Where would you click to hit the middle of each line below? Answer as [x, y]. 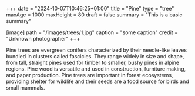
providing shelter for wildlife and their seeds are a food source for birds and [97, 81]
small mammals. [26, 87]
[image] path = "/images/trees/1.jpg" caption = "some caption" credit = [92, 32]
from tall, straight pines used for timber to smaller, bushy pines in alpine [93, 62]
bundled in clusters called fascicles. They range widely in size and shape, [95, 56]
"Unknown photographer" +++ [43, 39]
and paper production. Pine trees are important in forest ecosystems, [90, 75]
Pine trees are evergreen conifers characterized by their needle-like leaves [96, 50]
